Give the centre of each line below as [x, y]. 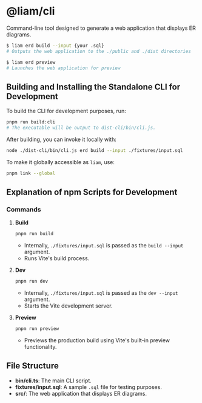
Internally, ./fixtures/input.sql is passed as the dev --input [101, 293]
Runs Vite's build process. [57, 258]
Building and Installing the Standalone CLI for [93, 87]
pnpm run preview [37, 329]
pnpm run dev [32, 281]
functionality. [40, 347]
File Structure [32, 366]
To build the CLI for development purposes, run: [66, 111]
